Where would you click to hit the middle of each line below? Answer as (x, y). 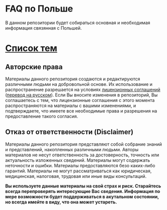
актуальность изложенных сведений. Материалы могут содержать (78, 160)
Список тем (31, 48)
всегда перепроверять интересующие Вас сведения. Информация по (83, 191)
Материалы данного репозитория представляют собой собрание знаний (83, 144)
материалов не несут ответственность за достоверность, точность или (82, 155)
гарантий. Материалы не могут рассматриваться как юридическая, (78, 171)
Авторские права (34, 67)
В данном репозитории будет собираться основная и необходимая (78, 23)
